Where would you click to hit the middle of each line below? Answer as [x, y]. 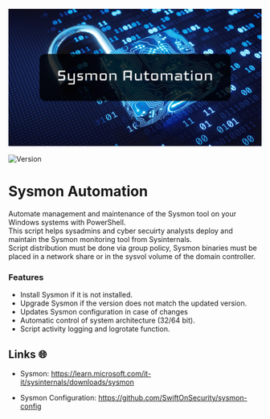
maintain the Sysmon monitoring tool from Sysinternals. [100, 240]
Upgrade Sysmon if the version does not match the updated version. [133, 303]
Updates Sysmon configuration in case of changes [104, 312]
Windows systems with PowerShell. [67, 223]
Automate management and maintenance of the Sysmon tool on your [123, 214]
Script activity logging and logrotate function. [95, 329]
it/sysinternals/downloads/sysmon [77, 382]
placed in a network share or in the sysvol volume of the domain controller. [132, 257]
